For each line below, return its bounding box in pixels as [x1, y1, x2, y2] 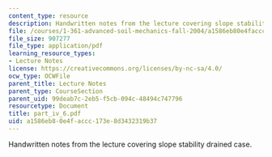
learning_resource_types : [8, 49, 96, 57]
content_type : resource [8, 11, 89, 20]
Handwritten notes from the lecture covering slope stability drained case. [8, 139, 253, 149]
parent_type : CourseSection [8, 87, 104, 95]
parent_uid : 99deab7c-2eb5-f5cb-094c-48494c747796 [8, 95, 183, 103]
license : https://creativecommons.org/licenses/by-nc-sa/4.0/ [8, 65, 223, 73]
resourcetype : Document [8, 102, 89, 110]
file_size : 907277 [8, 34, 70, 43]
